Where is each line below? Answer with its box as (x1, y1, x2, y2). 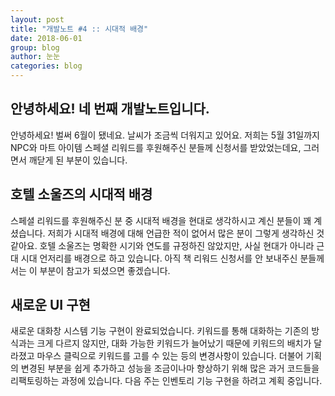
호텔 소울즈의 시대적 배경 (10, 186, 153, 203)
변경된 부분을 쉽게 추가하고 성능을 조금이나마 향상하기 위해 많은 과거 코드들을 (20, 362, 320, 375)
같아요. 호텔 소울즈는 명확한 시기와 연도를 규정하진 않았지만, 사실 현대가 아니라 (10, 239, 315, 251)
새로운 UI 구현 (10, 297, 91, 314)
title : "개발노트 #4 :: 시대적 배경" (10, 24, 149, 34)
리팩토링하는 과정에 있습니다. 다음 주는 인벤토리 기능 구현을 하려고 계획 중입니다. (10, 375, 323, 387)
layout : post (10, 14, 65, 25)
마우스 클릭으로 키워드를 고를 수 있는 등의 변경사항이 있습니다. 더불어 (36, 350, 304, 362)
